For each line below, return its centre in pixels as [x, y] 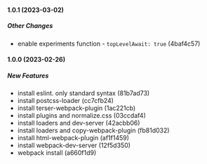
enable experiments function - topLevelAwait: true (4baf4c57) [109, 43]
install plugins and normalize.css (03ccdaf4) [81, 116]
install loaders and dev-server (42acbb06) [79, 123]
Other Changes [30, 26]
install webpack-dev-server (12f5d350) [74, 145]
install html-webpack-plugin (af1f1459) [73, 138]
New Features [28, 75]
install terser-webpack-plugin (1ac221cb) [76, 108]
